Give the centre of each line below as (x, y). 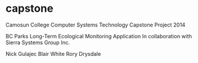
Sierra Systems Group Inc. (38, 42)
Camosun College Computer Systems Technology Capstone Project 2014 (95, 25)
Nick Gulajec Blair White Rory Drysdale (53, 54)
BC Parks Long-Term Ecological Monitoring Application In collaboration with (99, 36)
